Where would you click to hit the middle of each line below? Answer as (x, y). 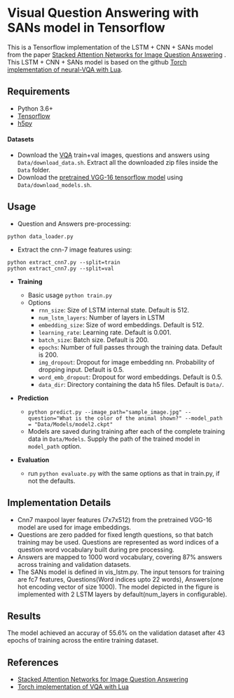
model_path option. (55, 446)
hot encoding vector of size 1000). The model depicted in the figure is (118, 587)
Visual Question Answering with (103, 13)
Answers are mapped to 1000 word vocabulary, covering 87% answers (120, 557)
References (33, 663)
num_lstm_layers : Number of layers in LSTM (101, 317)
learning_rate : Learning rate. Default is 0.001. (105, 332)
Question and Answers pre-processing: (74, 224)
